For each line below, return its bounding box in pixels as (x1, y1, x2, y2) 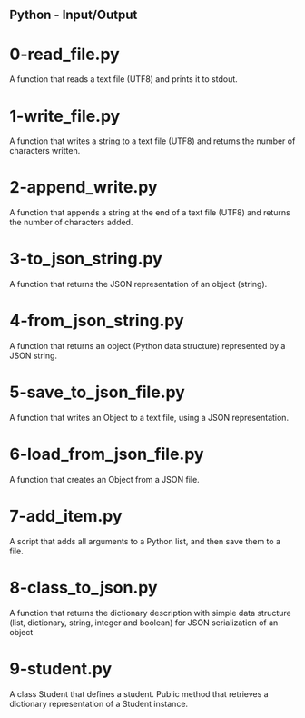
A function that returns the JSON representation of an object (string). (9, 279, 268, 290)
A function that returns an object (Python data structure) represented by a (9, 341, 286, 352)
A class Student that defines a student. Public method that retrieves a (9, 688, 270, 699)
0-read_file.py (9, 44, 120, 65)
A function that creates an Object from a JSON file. (9, 474, 200, 484)
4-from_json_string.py (9, 311, 184, 331)
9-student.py (9, 659, 113, 680)
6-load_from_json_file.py (9, 444, 204, 464)
